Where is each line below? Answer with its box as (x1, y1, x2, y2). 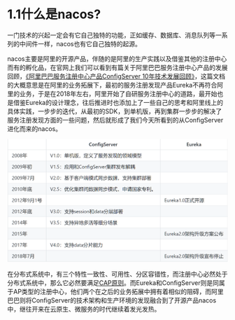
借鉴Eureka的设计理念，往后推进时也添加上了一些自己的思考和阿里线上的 (13, 98, 224, 106)
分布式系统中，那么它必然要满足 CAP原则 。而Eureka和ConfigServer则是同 (7, 279, 219, 287)
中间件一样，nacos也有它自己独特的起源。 (19, 39, 141, 48)
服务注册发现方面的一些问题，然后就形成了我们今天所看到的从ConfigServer (7, 116, 224, 124)
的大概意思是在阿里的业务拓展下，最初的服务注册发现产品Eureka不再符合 (7, 81, 218, 89)
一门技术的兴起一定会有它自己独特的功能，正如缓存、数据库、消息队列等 (7, 31, 215, 39)
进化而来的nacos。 (7, 124, 62, 133)
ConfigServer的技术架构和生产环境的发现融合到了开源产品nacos (31, 296, 217, 305)
